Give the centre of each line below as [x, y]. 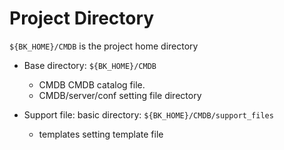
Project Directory [82, 18]
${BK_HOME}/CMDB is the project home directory [104, 46]
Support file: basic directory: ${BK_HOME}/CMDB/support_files [148, 114]
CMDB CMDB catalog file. [92, 84]
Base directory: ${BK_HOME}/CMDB [90, 65]
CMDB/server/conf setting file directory [120, 95]
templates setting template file [101, 134]
